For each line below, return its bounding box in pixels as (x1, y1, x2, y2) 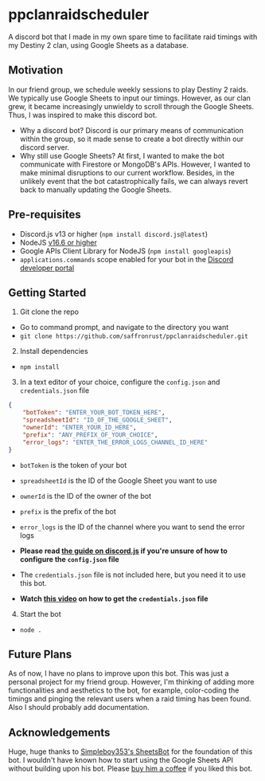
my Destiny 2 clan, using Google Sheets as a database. (8, 40, 189, 49)
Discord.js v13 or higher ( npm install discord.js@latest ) (19, 229, 208, 238)
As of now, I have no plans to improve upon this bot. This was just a (8, 669, 229, 678)
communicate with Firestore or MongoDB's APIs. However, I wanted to (19, 159, 251, 169)
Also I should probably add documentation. (8, 703, 150, 712)
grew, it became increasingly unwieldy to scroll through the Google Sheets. (8, 101, 255, 111)
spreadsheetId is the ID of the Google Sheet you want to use (19, 476, 217, 485)
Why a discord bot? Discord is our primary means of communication (19, 125, 244, 135)
